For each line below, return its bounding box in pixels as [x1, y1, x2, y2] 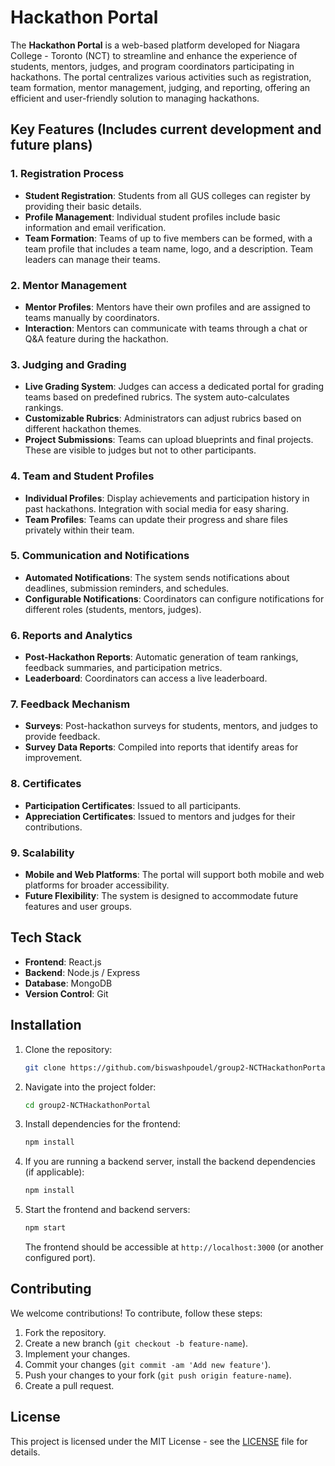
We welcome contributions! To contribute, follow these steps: [10, 1307, 263, 1319]
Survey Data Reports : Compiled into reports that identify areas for [24, 741, 299, 753]
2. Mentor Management [10, 278, 128, 292]
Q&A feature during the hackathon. [24, 332, 169, 345]
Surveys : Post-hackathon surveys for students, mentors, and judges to [24, 720, 318, 732]
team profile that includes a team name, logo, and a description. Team [24, 242, 314, 255]
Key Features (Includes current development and [10, 121, 322, 138]
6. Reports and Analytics [10, 628, 133, 642]
